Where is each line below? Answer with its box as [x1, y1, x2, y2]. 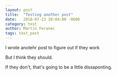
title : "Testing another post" [5, 12, 73, 17]
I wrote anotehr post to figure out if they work [5, 45, 100, 50]
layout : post [5, 7, 33, 13]
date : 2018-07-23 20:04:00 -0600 [5, 17, 80, 22]
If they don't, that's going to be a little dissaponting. [5, 64, 112, 70]
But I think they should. [5, 54, 53, 60]
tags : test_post [5, 31, 39, 36]
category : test [5, 21, 37, 27]
